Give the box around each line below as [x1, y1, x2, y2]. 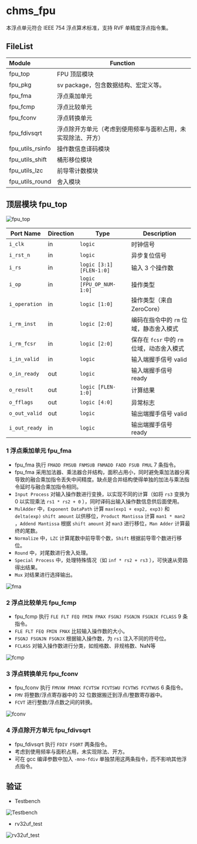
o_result [9, 386, 33, 393]
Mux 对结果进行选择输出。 [14, 571, 76, 578]
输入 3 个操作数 [131, 264, 174, 272]
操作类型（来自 [131, 296, 173, 304]
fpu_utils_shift [9, 155, 47, 164]
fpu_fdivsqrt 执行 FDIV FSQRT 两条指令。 [14, 740, 110, 748]
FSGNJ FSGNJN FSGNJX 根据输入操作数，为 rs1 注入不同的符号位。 [14, 635, 170, 642]
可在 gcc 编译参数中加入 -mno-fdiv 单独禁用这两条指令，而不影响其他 [14, 755, 182, 763]
